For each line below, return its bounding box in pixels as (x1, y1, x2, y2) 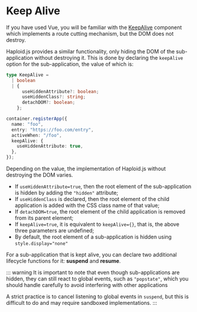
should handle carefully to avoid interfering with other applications (6, 282, 168, 289)
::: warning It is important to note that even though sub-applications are (6, 269, 180, 276)
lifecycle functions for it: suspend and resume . (6, 257, 121, 265)
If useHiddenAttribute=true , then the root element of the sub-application (14, 183, 192, 190)
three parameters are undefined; (14, 227, 95, 234)
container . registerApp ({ (6, 116, 67, 122)
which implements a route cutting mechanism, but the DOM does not (6, 30, 174, 37)
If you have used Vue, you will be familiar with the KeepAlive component (6, 24, 182, 31)
